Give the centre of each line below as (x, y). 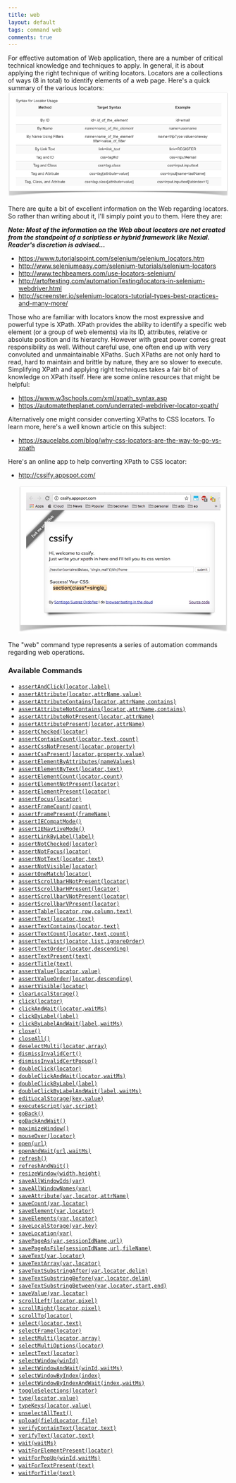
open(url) (33, 1143)
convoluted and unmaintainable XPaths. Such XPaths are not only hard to (114, 355)
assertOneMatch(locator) (55, 874)
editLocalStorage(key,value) (61, 1099)
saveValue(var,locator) (53, 1293)
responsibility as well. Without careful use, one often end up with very (109, 347)
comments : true (30, 37)
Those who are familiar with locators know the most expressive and (106, 317)
